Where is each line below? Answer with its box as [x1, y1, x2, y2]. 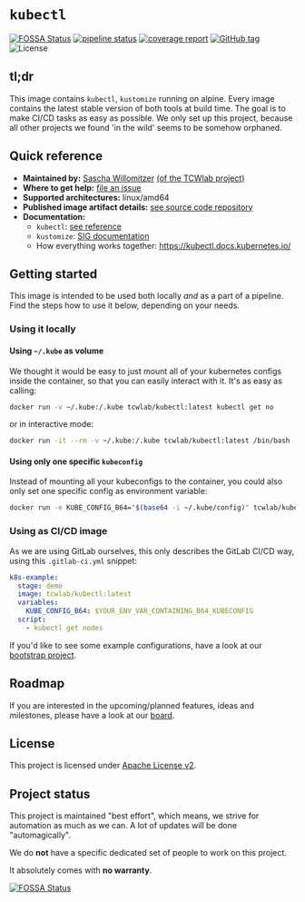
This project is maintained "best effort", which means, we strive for [9, 810, 260, 821]
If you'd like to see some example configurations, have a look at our [9, 639, 262, 650]
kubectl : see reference [35, 221, 123, 232]
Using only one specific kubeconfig [9, 456, 143, 467]
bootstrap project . [9, 649, 77, 660]
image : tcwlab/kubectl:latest [17, 590, 132, 599]
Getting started [9, 266, 98, 282]
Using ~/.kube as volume [9, 345, 104, 356]
